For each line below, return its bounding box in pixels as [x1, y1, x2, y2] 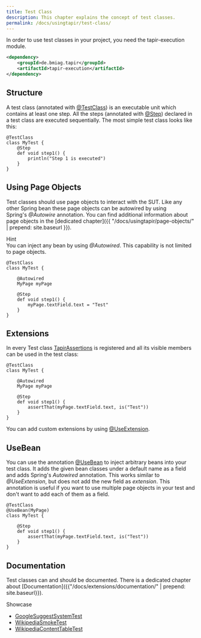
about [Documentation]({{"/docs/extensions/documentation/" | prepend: [6, 583, 186, 590]
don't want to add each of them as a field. [6, 490, 110, 498]
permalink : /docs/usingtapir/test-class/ [6, 20, 112, 26]
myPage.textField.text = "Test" [28, 301, 109, 308]
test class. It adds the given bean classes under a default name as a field [6, 465, 187, 472]
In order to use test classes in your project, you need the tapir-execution [6, 37, 185, 44]
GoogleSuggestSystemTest [14, 612, 82, 619]
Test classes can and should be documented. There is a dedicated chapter [6, 576, 191, 583]
